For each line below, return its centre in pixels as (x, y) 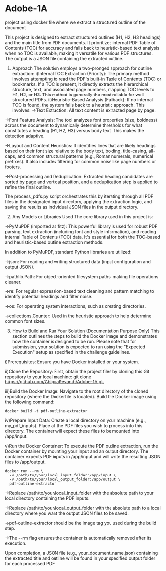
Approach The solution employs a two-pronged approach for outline (82, 68)
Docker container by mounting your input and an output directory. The (77, 451)
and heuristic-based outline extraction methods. (54, 242)
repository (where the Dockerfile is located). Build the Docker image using (81, 396)
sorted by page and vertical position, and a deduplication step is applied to (81, 182)
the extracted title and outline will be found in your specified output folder (80, 558)
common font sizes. (25, 321)
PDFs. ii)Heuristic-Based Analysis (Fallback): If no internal (93, 99)
